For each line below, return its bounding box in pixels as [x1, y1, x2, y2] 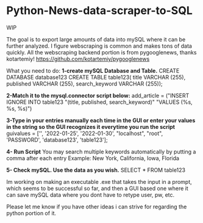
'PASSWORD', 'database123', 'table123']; [6, 136, 108, 144]
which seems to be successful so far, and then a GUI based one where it [6, 185, 189, 192]
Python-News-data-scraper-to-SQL [6, 4, 193, 18]
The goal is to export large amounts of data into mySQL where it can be [6, 35, 186, 43]
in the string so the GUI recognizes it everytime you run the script [6, 123, 176, 130]
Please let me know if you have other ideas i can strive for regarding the [6, 203, 187, 210]
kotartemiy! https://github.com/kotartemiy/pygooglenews [6, 55, 150, 62]
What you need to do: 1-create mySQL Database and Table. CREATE [6, 67, 180, 74]
